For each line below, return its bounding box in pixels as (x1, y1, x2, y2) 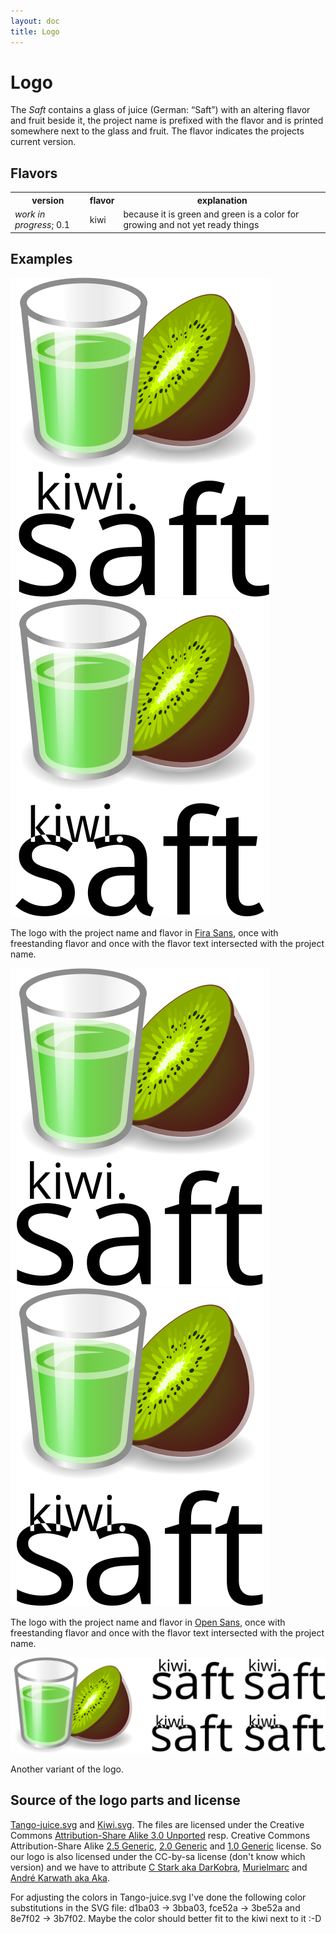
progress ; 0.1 (14, 219, 70, 230)
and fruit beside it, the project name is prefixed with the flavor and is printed (10, 115, 324, 127)
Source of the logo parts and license (10, 1792, 241, 1809)
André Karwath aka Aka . (10, 1871, 111, 1884)
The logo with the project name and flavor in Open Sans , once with (10, 1616, 286, 1629)
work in (14, 208, 46, 220)
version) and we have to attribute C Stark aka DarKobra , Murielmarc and (10, 1861, 308, 1873)
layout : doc (10, 16, 60, 26)
